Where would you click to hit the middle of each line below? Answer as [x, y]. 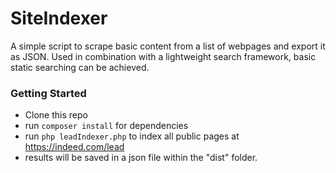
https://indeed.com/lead [74, 147]
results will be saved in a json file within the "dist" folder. [141, 158]
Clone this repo [56, 115]
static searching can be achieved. [80, 67]
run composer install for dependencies [106, 126]
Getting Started [48, 93]
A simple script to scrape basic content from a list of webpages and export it [168, 46]
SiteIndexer [59, 18]
